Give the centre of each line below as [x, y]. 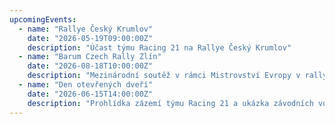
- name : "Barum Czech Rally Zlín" [90, 57]
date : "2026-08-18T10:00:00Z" [90, 66]
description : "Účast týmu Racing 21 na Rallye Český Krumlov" [159, 47]
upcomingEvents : [43, 19]
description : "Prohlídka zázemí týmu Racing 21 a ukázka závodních [170, 103]
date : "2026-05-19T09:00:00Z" [90, 38]
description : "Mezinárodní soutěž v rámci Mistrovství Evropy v [164, 76]
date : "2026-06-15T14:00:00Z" [90, 94]
